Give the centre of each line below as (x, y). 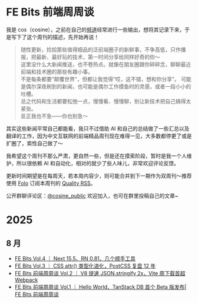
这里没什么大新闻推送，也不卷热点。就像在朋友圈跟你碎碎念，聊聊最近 (106, 64)
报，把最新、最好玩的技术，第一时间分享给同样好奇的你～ (90, 57)
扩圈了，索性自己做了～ (34, 143)
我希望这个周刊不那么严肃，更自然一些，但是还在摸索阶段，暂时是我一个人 (96, 156)
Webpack (26, 280)
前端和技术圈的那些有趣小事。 (57, 71)
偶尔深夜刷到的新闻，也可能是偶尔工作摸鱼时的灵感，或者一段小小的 (108, 86)
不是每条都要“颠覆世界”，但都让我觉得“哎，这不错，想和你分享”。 (100, 79)
